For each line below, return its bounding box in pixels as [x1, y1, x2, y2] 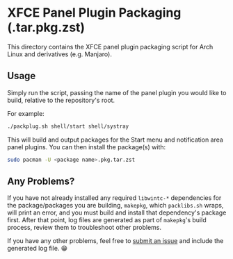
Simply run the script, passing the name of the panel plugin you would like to [7, 88, 227, 97]
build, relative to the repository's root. [7, 96, 115, 104]
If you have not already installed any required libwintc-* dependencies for [7, 194, 222, 202]
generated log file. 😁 [7, 244, 68, 253]
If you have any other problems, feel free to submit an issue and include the [7, 237, 224, 245]
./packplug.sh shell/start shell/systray [7, 123, 129, 130]
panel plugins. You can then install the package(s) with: [7, 142, 166, 151]
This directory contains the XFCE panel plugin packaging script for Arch [7, 42, 214, 51]
